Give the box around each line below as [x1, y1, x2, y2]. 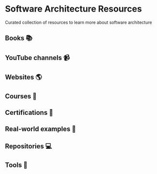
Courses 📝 [5, 92, 37, 100]
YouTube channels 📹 [5, 53, 70, 62]
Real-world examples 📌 [5, 125, 76, 133]
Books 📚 [5, 34, 33, 42]
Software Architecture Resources [5, 3, 142, 15]
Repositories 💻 [5, 142, 52, 150]
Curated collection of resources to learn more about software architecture [5, 19, 152, 25]
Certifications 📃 [5, 108, 54, 117]
